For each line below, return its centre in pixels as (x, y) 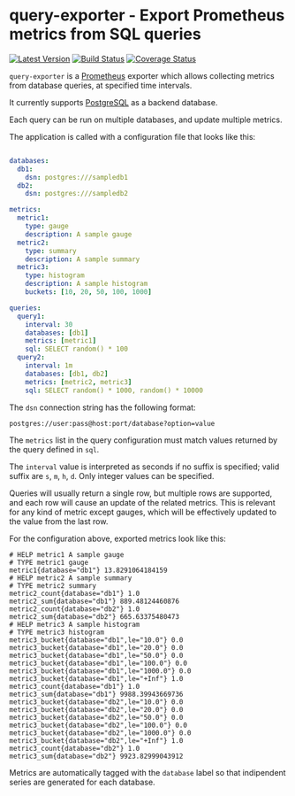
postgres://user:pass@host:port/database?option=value (112, 423)
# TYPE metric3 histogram (57, 632)
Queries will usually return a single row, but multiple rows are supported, (141, 493)
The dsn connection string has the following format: (102, 407)
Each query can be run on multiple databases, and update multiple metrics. (146, 120)
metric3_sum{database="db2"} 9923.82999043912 (96, 756)
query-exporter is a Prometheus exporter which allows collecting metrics (142, 75)
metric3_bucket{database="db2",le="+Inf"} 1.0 (96, 740)
